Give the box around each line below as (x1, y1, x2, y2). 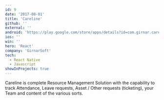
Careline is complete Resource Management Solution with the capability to (5, 80, 155, 86)
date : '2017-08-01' (5, 12, 45, 17)
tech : (5, 52, 16, 58)
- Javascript (9, 62, 36, 67)
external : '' (5, 25, 32, 30)
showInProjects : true (5, 67, 49, 72)
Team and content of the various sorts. (5, 90, 83, 96)
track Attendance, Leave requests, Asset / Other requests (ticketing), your (5, 85, 154, 91)
